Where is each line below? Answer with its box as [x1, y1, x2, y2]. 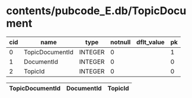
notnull [110, 38, 131, 46]
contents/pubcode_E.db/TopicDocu [6, 4, 187, 18]
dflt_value [136, 38, 165, 46]
